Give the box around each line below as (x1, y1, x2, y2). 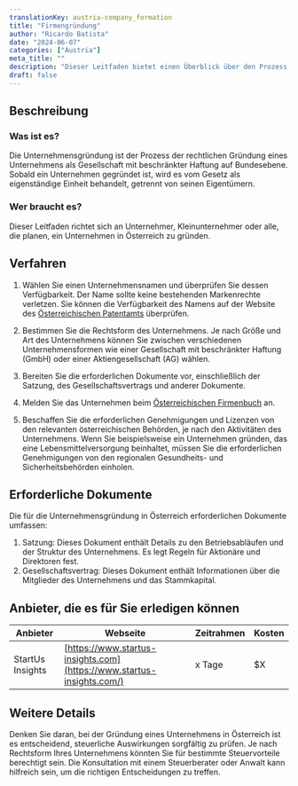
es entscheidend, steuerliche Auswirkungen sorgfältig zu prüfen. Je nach (9, 738, 278, 749)
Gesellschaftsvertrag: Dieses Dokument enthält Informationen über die (21, 565, 280, 577)
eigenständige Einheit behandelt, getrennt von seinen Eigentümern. (9, 178, 255, 189)
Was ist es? (9, 130, 60, 143)
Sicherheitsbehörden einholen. (21, 461, 135, 472)
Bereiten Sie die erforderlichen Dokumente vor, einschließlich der (21, 370, 261, 381)
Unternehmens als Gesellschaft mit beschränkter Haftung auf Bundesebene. (9, 160, 288, 170)
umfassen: (9, 520, 48, 531)
